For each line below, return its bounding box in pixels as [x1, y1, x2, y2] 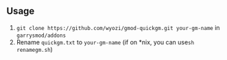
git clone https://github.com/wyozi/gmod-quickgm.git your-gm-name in [16, 23, 220, 31]
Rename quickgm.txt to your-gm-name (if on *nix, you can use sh [16, 37, 195, 46]
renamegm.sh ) [16, 45, 53, 53]
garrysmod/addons [16, 32, 67, 39]
